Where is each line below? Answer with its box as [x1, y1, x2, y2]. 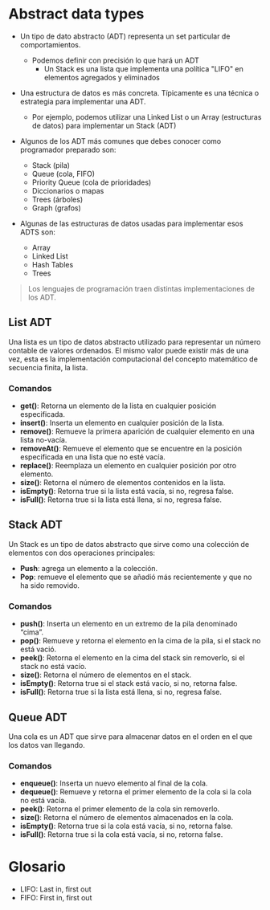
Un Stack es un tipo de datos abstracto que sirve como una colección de [8, 539, 250, 549]
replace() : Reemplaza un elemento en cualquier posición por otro [19, 461, 237, 471]
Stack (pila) [31, 160, 71, 169]
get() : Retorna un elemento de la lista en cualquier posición [19, 401, 217, 410]
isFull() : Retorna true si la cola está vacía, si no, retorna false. [19, 830, 223, 839]
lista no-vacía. [19, 435, 67, 445]
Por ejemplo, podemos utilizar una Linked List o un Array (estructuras [31, 112, 262, 121]
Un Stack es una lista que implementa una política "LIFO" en [43, 63, 243, 73]
